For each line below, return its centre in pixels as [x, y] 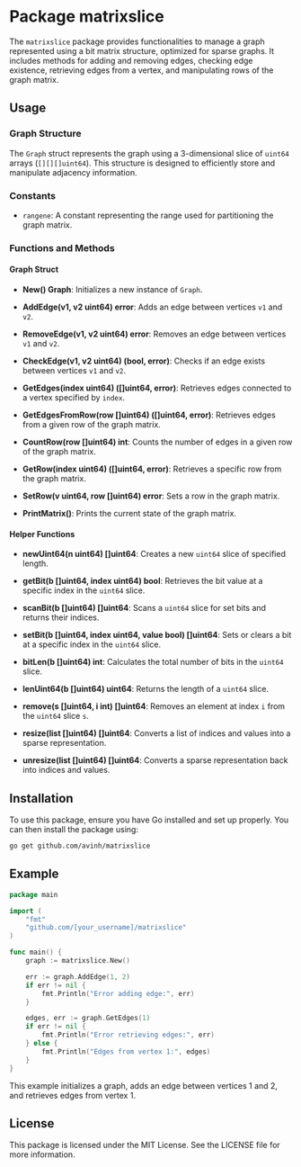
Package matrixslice [87, 17]
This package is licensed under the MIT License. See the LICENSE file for [145, 1145]
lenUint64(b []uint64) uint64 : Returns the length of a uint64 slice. [146, 689]
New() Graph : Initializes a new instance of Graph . [112, 290]
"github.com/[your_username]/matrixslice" [106, 928]
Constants [33, 195]
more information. [42, 1154]
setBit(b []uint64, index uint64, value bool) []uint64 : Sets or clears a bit [157, 635]
